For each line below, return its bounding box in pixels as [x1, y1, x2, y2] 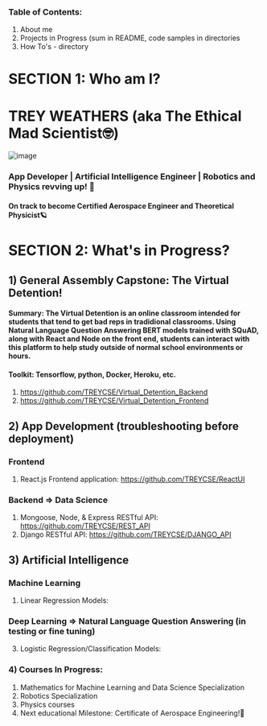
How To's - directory [19, 42, 89, 52]
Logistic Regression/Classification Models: [19, 644, 162, 654]
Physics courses [19, 699, 75, 709]
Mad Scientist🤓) [8, 124, 119, 142]
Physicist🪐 [8, 210, 47, 220]
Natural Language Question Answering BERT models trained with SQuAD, [8, 325, 259, 336]
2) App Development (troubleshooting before [8, 419, 239, 433]
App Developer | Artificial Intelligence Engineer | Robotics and [8, 171, 256, 183]
